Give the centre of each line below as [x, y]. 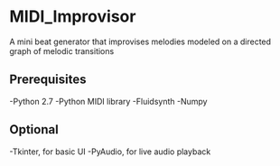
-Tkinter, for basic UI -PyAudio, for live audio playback [110, 152]
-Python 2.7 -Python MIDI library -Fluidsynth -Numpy [108, 101]
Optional [34, 129]
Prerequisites [48, 80]
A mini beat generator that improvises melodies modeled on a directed [140, 41]
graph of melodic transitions [62, 51]
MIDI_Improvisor [73, 17]
